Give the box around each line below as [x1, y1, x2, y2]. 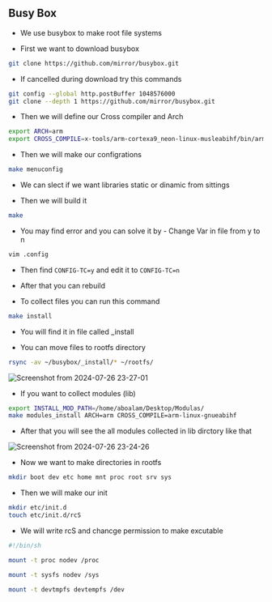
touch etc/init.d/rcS [8, 511, 82, 519]
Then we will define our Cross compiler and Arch [19, 112, 184, 122]
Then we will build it [19, 196, 87, 206]
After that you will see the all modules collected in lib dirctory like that [19, 426, 253, 436]
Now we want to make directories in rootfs [19, 458, 162, 468]
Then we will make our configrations [19, 150, 142, 160]
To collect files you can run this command [19, 296, 160, 306]
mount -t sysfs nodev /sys [8, 570, 100, 579]
